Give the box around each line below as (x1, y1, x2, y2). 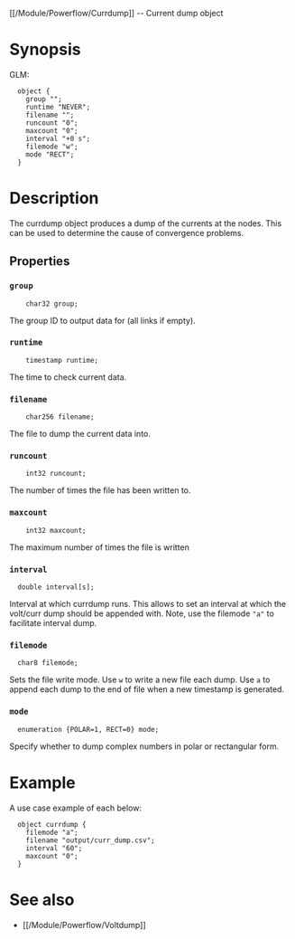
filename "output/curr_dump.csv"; (25, 836, 155, 845)
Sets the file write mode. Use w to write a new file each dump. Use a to (9, 674, 271, 686)
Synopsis (9, 40, 81, 60)
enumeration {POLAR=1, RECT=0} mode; (17, 725, 160, 734)
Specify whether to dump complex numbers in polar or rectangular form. (9, 741, 280, 752)
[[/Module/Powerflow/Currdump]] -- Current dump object (9, 8, 224, 18)
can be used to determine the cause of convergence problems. (9, 227, 244, 238)
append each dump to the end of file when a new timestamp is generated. (9, 684, 284, 695)
